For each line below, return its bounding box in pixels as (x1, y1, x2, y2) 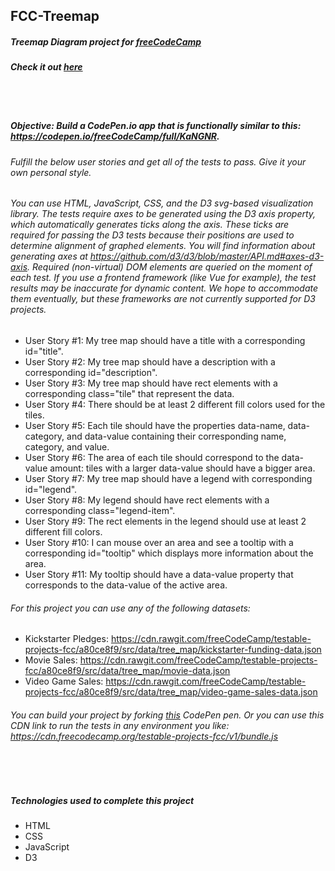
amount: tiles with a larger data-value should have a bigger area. (49, 462, 316, 474)
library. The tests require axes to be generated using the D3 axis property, (10, 208, 317, 220)
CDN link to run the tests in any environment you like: (10, 719, 230, 731)
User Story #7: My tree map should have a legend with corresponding (24, 472, 313, 484)
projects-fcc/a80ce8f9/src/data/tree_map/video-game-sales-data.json (24, 686, 318, 698)
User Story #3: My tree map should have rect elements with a (24, 377, 278, 389)
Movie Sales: (24, 654, 78, 666)
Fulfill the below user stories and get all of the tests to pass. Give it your (10, 155, 307, 168)
